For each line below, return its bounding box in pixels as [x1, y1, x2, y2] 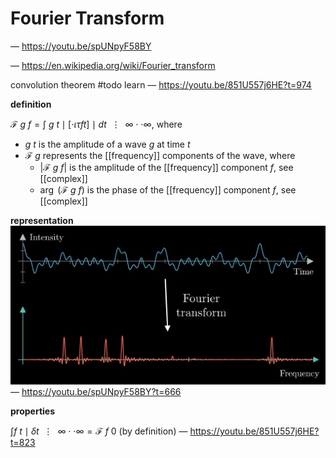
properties [10, 405, 56, 417]
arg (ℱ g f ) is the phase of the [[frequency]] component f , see [39, 183, 297, 196]
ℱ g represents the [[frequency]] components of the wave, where [24, 149, 296, 161]
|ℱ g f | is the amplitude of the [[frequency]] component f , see [39, 161, 294, 173]
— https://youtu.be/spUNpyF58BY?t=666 [10, 385, 182, 397]
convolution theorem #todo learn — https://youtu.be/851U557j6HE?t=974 [10, 78, 312, 91]
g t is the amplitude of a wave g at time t [24, 138, 191, 150]
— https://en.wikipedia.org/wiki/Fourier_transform [10, 59, 216, 71]
